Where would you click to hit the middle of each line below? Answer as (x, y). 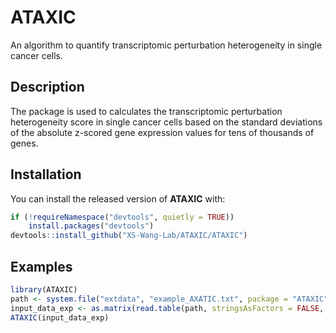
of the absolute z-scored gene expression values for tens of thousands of (162, 132)
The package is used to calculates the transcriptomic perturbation (146, 111)
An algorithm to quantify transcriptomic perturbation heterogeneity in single (166, 45)
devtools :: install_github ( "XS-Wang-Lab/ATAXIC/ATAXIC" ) (129, 236)
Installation (46, 174)
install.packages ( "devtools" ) (91, 226)
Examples (41, 266)
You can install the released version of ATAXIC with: (118, 198)
